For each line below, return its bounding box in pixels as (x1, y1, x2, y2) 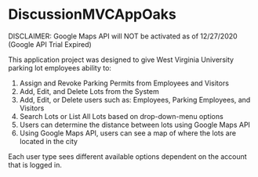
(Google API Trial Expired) (8, 39, 92, 49)
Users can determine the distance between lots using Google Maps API (19, 120, 251, 129)
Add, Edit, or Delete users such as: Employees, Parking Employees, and (19, 95, 251, 104)
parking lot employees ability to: (8, 63, 112, 72)
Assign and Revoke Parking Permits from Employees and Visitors (19, 78, 230, 88)
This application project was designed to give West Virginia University (8, 55, 234, 64)
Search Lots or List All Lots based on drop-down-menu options (19, 111, 223, 121)
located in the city (19, 136, 78, 146)
